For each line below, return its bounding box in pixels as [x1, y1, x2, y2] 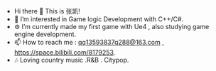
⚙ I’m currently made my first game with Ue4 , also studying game [13, 23, 210, 31]
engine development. [13, 30, 77, 38]
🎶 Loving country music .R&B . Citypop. [13, 56, 129, 64]
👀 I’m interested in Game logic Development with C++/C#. [13, 15, 184, 23]
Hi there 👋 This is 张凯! [13, 7, 80, 15]
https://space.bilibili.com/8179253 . [13, 48, 116, 56]
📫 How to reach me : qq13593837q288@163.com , [13, 38, 165, 46]
